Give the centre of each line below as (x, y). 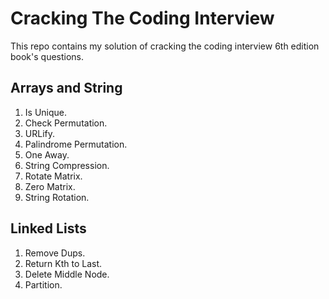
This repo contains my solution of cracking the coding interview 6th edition (165, 46)
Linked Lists (48, 228)
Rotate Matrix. (53, 176)
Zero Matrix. (50, 186)
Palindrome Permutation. (76, 144)
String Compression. (67, 165)
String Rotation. (57, 197)
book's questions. (47, 56)
